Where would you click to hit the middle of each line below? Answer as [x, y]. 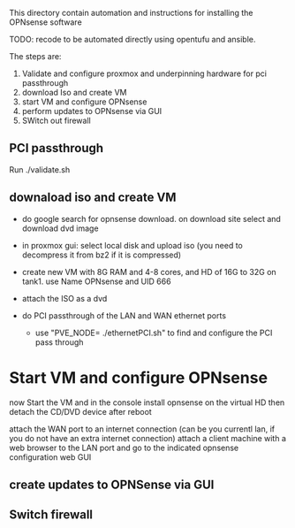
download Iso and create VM [74, 92]
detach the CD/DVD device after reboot [80, 411]
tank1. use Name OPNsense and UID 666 [96, 281]
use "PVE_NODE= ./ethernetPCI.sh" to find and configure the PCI [154, 333]
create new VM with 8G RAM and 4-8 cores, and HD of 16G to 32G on [149, 272]
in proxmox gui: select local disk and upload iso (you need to [132, 245]
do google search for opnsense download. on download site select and [151, 218]
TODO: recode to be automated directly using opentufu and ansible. [132, 39]
